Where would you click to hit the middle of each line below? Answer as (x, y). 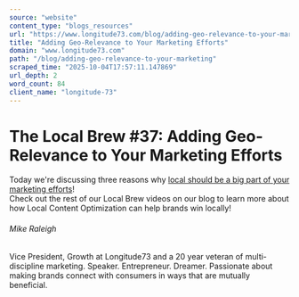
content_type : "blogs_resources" (71, 26)
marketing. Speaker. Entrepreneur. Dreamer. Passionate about (159, 266)
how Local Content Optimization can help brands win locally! (120, 208)
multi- (256, 256)
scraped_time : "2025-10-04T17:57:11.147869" (93, 68)
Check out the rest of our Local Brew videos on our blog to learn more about (149, 199)
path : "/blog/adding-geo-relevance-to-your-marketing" (113, 59)
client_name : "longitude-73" (63, 92)
